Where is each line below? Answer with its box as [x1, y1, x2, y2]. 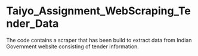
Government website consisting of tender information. [6, 43, 139, 50]
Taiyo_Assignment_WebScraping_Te [6, 4, 191, 18]
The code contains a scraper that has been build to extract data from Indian [6, 36, 192, 43]
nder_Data [6, 17, 59, 30]
